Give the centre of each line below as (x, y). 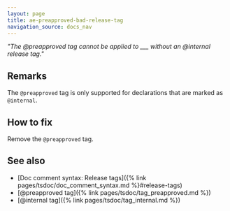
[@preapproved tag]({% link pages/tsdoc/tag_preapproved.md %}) (114, 192)
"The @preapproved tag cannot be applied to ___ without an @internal (109, 47)
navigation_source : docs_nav (50, 27)
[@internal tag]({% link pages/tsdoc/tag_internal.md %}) (99, 200)
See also (26, 161)
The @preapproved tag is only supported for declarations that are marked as (115, 93)
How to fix (30, 122)
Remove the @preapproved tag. (50, 139)
